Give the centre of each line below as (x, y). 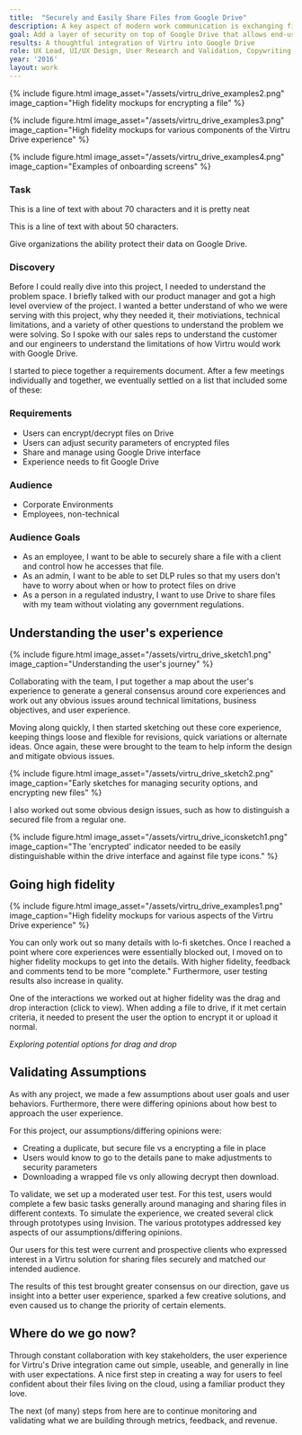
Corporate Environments (68, 505)
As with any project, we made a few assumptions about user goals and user (150, 1094)
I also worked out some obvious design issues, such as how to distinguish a (150, 811)
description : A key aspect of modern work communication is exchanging (146, 26)
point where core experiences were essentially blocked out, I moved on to (146, 952)
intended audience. (45, 1269)
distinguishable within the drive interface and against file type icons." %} (144, 856)
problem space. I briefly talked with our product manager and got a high (142, 297)
